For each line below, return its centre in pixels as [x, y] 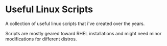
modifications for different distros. [41, 39]
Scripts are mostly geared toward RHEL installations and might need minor [83, 33]
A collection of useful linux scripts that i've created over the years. [75, 24]
